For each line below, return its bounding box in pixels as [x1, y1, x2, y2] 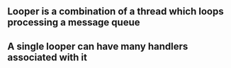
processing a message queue [7, 17, 140, 29]
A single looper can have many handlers [7, 40, 188, 52]
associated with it [7, 51, 87, 63]
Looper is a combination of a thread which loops [7, 6, 225, 18]
